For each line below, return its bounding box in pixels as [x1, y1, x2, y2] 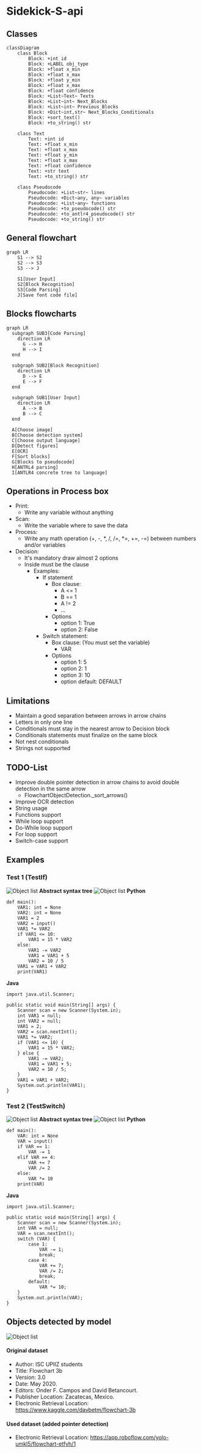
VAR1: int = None [17, 904, 62, 910]
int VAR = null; [17, 1225, 59, 1231]
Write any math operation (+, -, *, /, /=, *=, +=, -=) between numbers [24, 535, 197, 543]
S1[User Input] [17, 276, 56, 282]
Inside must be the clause [24, 561, 90, 568]
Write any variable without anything [24, 509, 114, 516]
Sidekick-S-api [6, 4, 84, 18]
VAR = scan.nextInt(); [17, 1231, 75, 1237]
